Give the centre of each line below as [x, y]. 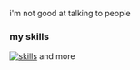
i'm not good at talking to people [70, 13]
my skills [30, 36]
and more [57, 56]
